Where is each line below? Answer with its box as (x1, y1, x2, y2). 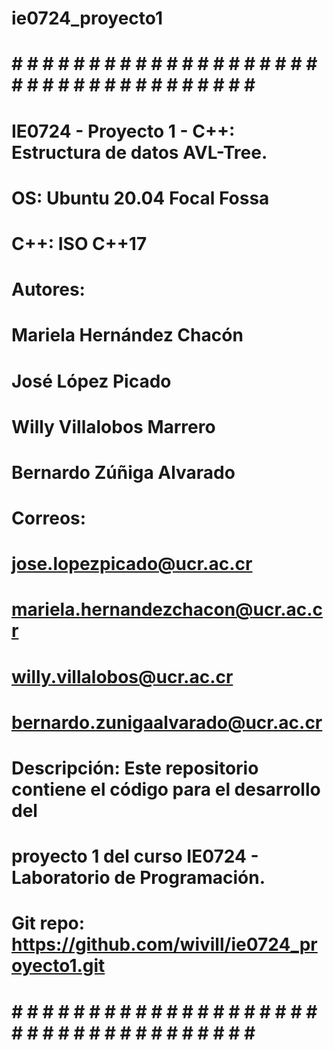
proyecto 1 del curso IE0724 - (11, 845, 259, 868)
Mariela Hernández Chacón (11, 324, 244, 347)
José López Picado (11, 370, 172, 392)
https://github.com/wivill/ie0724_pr (11, 933, 318, 956)
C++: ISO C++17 (11, 232, 148, 255)
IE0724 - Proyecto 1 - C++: (11, 120, 236, 142)
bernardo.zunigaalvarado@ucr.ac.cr (11, 711, 323, 734)
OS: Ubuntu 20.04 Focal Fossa (11, 187, 270, 209)
